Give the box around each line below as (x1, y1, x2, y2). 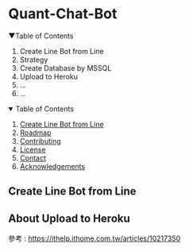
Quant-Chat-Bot (8, 5, 118, 23)
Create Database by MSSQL (19, 63, 112, 72)
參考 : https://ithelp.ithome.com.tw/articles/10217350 (8, 234, 181, 243)
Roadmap (19, 128, 52, 137)
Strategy (19, 55, 48, 64)
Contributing (19, 136, 61, 145)
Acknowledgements (19, 161, 86, 171)
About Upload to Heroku (8, 211, 131, 225)
